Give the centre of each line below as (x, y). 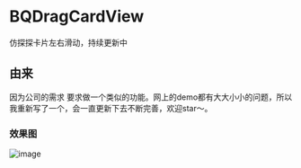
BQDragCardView (77, 17)
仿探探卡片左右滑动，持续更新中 (68, 42)
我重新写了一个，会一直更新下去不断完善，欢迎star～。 (111, 108)
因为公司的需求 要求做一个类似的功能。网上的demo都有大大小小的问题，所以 (151, 97)
